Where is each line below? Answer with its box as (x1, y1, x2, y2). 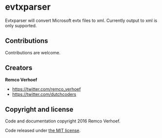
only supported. (5, 22, 37, 28)
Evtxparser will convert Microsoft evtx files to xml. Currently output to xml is (5, 17, 157, 23)
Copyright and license (5, 105, 74, 113)
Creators (5, 64, 33, 72)
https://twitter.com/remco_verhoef (12, 86, 81, 92)
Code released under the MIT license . (5, 128, 81, 134)
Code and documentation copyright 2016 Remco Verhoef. (5, 118, 121, 124)
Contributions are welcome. (5, 50, 61, 55)
